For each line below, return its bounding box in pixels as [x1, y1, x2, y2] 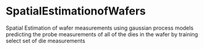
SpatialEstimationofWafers [6, 4, 146, 18]
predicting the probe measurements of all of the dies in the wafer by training [6, 30, 198, 38]
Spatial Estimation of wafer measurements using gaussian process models [6, 24, 194, 31]
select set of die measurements [6, 37, 86, 44]
